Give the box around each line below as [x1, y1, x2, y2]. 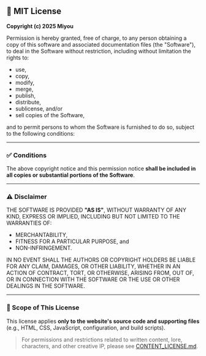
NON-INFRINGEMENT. [15, 244, 72, 252]
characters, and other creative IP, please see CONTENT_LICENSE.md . [21, 342, 198, 350]
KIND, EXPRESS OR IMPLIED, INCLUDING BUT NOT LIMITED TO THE [6, 213, 180, 220]
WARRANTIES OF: [6, 219, 52, 227]
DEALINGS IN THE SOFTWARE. [6, 282, 85, 290]
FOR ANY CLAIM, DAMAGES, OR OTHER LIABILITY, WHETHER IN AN [6, 263, 181, 270]
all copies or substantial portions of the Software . [6, 171, 135, 179]
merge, [15, 85, 34, 93]
